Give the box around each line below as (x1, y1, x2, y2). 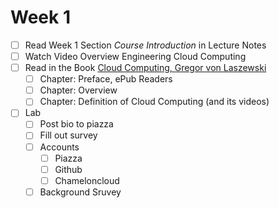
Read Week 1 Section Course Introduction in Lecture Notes (24, 39, 267, 51)
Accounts (39, 141, 80, 153)
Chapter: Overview (39, 84, 118, 96)
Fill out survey (39, 129, 98, 141)
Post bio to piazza (39, 118, 114, 130)
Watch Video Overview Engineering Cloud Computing (24, 51, 247, 62)
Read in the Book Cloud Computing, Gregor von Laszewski (24, 62, 267, 74)
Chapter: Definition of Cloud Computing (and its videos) (39, 96, 270, 108)
